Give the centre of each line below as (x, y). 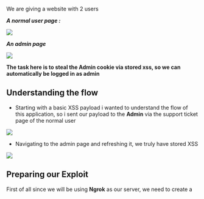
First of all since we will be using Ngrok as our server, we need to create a (100, 189)
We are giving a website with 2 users (52, 9)
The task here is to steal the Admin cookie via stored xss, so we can (93, 67)
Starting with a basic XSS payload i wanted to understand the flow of (101, 107)
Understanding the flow (52, 93)
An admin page (26, 44)
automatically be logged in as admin (53, 74)
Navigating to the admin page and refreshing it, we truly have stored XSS (107, 143)
